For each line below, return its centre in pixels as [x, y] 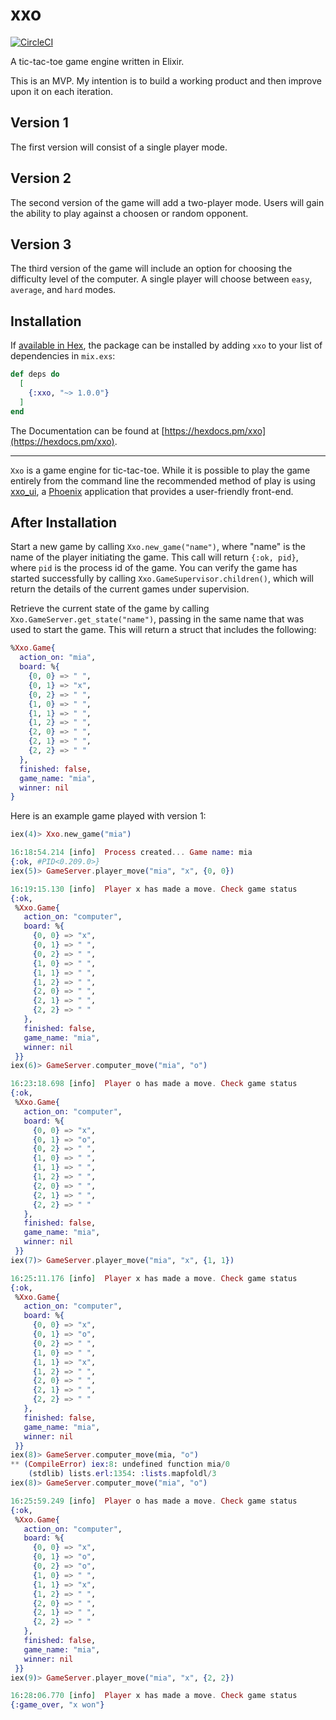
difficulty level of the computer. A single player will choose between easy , [161, 279]
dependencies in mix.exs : [63, 356]
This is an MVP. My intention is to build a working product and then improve [166, 80]
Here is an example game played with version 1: [108, 816]
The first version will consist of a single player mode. [119, 147]
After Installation [64, 522]
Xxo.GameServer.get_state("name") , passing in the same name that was [157, 619]
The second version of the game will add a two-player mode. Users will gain [167, 202]
